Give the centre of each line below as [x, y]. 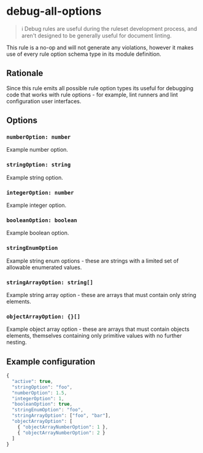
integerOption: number [40, 192]
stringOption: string [39, 165]
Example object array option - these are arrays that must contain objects [98, 329]
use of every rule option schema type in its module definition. [84, 54]
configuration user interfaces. [44, 101]
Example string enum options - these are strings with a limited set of [93, 261]
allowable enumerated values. [44, 267]
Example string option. [35, 177]
